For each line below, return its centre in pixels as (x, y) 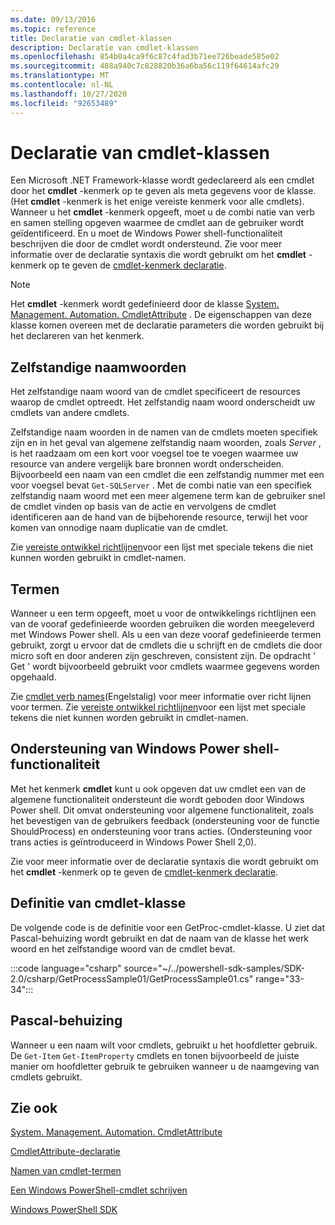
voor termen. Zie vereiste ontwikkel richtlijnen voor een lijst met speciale (158, 707)
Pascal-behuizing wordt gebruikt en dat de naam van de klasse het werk (160, 938)
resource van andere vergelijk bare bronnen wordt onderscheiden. (147, 464)
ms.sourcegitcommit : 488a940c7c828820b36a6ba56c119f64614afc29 (145, 66)
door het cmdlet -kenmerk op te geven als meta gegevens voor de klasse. (163, 191)
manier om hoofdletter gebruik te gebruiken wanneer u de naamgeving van (165, 1066)
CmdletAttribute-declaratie (65, 1152)
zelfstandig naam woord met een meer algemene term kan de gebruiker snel (168, 496)
